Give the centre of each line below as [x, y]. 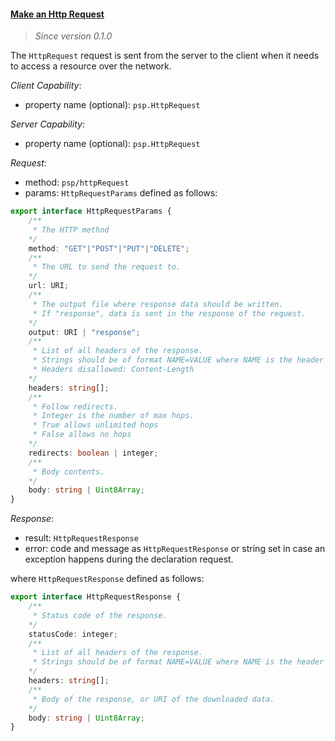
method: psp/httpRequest [77, 182]
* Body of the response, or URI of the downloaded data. [153, 699]
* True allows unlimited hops [95, 425]
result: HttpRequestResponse [81, 538]
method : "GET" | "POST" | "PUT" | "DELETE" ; [109, 248]
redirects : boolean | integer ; [93, 453]
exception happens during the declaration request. [129, 559]
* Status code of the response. [100, 615]
